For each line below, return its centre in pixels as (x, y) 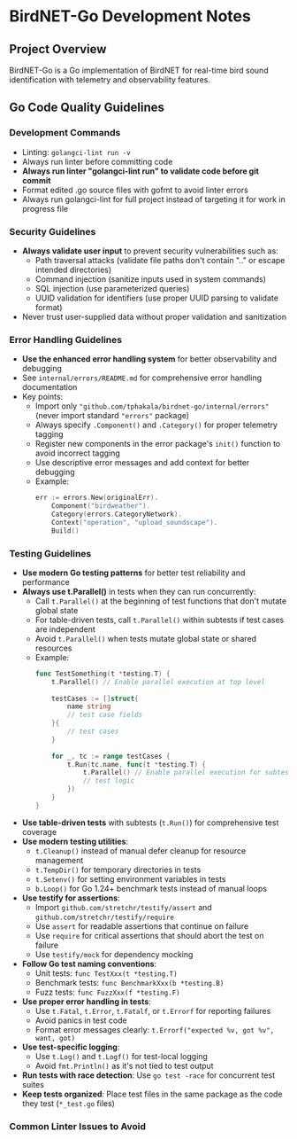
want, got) (55, 1038)
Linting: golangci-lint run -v (76, 152)
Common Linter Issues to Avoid (78, 1126)
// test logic (109, 781)
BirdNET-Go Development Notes (130, 16)
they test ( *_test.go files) (68, 1103)
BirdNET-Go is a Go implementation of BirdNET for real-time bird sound (139, 70)
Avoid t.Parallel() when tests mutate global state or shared (146, 638)
